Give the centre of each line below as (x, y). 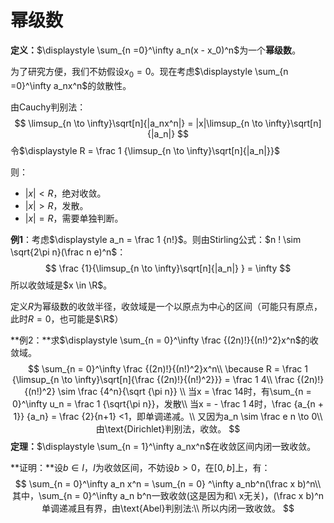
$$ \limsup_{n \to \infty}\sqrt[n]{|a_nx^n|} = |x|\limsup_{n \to (138, 123)
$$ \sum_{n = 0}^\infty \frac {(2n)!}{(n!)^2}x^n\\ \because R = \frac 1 (168, 368)
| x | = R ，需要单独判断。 (74, 218)
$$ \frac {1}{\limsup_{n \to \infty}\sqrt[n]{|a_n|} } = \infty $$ (168, 268)
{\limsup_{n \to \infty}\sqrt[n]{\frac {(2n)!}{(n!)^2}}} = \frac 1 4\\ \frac (153, 379)
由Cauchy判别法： (48, 107)
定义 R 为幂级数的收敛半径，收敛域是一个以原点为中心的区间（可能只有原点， (166, 306)
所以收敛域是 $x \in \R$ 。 (61, 285)
